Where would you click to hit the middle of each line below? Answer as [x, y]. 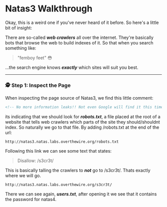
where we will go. [23, 176]
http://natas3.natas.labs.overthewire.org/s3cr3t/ [59, 185]
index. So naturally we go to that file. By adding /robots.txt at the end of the [82, 127]
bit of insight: [19, 27]
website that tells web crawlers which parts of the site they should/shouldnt [83, 122]
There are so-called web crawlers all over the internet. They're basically [80, 37]
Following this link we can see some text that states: [58, 151]
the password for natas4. [31, 200]
